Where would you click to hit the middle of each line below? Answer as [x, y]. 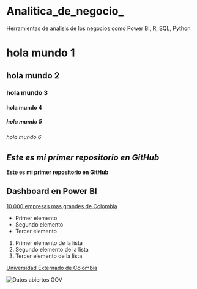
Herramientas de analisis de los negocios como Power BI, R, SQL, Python [98, 28]
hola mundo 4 [24, 108]
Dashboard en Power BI [52, 191]
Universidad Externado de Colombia [52, 268]
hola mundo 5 [24, 121]
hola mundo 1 [41, 53]
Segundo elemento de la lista [52, 249]
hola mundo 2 [33, 76]
